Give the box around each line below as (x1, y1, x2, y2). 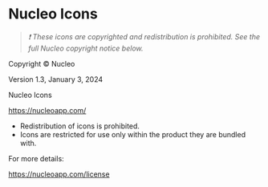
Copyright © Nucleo (8, 59, 75, 68)
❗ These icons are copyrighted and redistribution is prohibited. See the (27, 31, 261, 41)
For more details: (8, 153, 64, 163)
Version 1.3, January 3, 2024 (8, 74, 104, 84)
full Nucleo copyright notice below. (27, 43, 144, 53)
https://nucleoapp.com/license (8, 169, 110, 179)
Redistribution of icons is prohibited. (19, 121, 140, 131)
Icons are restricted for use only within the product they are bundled (19, 129, 246, 139)
